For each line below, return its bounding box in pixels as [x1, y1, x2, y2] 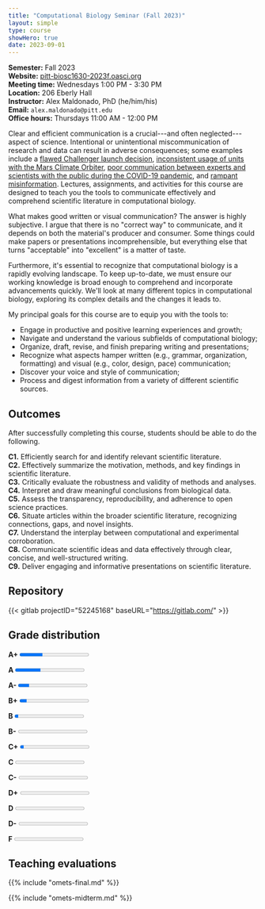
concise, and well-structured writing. [8, 553, 129, 562]
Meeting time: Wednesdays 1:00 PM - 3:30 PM [8, 80, 162, 90]
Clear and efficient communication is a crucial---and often [8, 128, 199, 139]
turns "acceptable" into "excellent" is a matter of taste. [8, 245, 187, 255]
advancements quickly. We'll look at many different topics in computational [8, 286, 252, 296]
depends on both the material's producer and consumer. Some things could [8, 228, 256, 238]
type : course [8, 26, 51, 34]
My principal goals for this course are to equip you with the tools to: [8, 310, 229, 320]
